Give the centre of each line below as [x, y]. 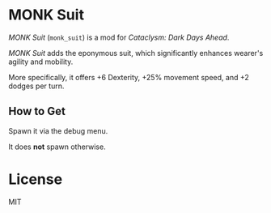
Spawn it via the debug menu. [58, 130]
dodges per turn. [36, 86]
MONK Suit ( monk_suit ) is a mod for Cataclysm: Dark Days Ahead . [119, 37]
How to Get [37, 111]
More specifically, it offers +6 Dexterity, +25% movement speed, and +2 [129, 77]
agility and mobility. [41, 62]
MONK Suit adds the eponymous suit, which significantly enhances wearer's [136, 53]
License [36, 179]
